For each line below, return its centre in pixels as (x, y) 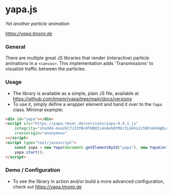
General (15, 47)
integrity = (26, 128)
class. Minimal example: (38, 110)
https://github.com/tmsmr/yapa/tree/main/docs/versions (72, 99)
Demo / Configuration (33, 170)
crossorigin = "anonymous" (41, 133)
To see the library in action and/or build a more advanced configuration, (89, 181)
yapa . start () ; (29, 152)
